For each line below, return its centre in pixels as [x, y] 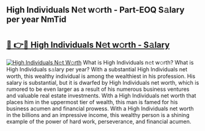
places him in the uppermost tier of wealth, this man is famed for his [92, 102]
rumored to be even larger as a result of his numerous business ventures [98, 89]
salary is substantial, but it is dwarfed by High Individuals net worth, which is [103, 83]
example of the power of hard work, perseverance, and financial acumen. [99, 122]
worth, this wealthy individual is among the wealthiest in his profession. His [101, 76]
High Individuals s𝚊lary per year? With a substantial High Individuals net [97, 69]
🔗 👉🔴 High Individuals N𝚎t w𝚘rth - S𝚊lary [88, 45]
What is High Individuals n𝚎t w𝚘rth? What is [138, 62]
